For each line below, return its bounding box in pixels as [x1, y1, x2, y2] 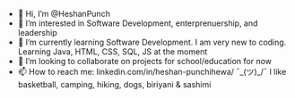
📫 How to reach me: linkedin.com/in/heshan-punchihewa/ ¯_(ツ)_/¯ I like [17, 67, 287, 77]
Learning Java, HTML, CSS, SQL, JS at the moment [17, 46, 208, 57]
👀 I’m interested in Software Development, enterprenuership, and [17, 18, 258, 29]
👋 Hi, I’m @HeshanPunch [17, 9, 110, 19]
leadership [17, 28, 57, 37]
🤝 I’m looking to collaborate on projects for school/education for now [17, 56, 272, 66]
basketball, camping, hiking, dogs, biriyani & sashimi [17, 79, 212, 89]
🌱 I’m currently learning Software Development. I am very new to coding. [17, 37, 287, 47]
